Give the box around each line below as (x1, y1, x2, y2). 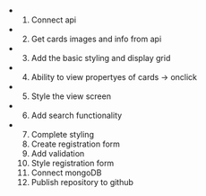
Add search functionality (30, 110, 123, 120)
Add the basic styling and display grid (30, 53, 171, 63)
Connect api (30, 14, 77, 25)
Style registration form (30, 158, 115, 168)
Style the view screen (30, 91, 112, 102)
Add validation (30, 148, 85, 158)
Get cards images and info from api (30, 33, 162, 44)
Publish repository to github (30, 177, 134, 187)
